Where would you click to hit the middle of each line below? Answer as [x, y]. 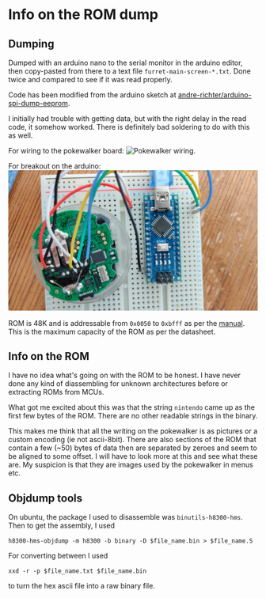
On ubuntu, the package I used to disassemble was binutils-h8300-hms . [125, 517]
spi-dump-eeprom [38, 103]
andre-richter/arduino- [215, 95]
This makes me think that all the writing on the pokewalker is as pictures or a [133, 431]
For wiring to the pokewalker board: [66, 151]
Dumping [31, 44]
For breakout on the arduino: [55, 166]
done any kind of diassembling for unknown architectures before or [118, 384]
